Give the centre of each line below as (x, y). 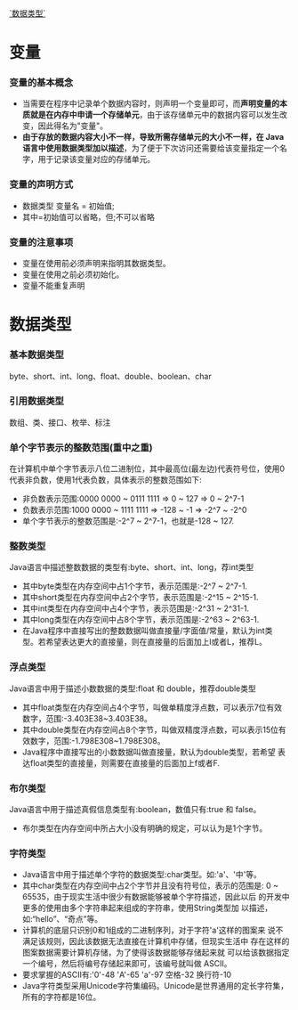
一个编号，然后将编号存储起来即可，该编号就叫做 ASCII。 (127, 964)
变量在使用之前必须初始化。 (73, 274)
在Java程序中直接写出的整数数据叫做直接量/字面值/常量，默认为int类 (147, 631)
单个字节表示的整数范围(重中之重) (81, 447)
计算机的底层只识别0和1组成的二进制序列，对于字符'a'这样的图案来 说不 (153, 930)
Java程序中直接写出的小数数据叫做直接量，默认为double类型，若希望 (149, 752)
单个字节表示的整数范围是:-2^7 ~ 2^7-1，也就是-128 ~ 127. (128, 521)
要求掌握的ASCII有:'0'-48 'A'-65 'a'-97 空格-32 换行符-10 (127, 975)
